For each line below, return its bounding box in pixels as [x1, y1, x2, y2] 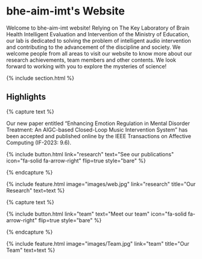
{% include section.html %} [6, 74, 75, 82]
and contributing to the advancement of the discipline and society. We [6, 43, 181, 51]
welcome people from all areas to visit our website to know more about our [6, 50, 192, 57]
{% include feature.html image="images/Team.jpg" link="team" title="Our [6, 240, 190, 247]
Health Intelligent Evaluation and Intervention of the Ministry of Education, [6, 30, 190, 37]
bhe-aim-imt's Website [6, 4, 125, 18]
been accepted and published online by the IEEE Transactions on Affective [6, 132, 192, 139]
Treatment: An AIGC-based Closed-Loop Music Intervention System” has [6, 126, 188, 133]
